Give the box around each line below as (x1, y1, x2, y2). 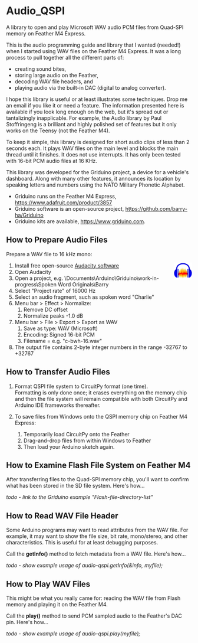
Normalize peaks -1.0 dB (23, 312, 84, 319)
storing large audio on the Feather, (14, 71, 98, 79)
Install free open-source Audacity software (14, 262, 120, 269)
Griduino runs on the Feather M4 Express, (14, 192, 117, 200)
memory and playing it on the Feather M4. (6, 601, 108, 608)
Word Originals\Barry (58, 280, 109, 288)
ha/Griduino (14, 211, 44, 218)
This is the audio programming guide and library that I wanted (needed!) (6, 41, 181, 48)
